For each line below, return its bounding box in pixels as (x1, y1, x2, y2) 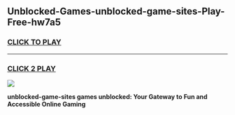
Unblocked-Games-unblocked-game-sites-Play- (7, 6, 225, 17)
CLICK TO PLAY (7, 38, 62, 47)
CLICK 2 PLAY (7, 63, 56, 73)
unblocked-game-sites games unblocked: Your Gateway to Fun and (7, 92, 208, 100)
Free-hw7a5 (7, 17, 62, 29)
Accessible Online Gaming (7, 100, 86, 108)
